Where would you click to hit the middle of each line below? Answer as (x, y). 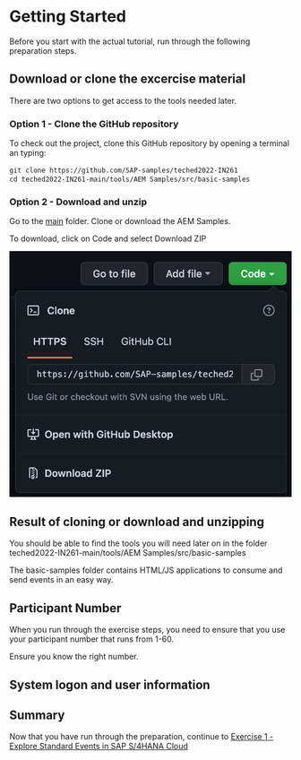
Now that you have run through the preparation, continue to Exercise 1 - (142, 737)
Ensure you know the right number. (74, 657)
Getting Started (68, 17)
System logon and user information (110, 684)
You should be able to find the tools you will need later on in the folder (138, 543)
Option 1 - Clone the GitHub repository (94, 124)
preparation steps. (43, 50)
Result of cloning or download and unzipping (137, 522)
